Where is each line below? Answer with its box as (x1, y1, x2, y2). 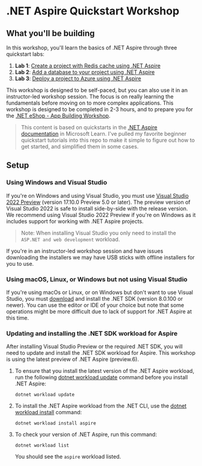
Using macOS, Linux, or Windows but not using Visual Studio (6, 275, 188, 283)
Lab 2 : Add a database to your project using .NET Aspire (14, 69, 155, 76)
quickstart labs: (6, 51, 45, 58)
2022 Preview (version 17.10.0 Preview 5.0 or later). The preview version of (6, 198, 191, 206)
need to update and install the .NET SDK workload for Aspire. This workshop (6, 349, 196, 357)
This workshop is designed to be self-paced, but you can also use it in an (6, 87, 188, 94)
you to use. (6, 260, 34, 267)
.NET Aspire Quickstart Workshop (6, 4, 180, 18)
